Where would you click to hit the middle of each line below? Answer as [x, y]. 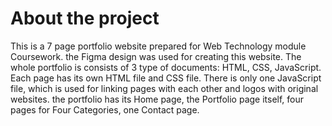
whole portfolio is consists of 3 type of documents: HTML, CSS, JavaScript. [166, 67]
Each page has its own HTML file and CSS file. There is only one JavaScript [166, 78]
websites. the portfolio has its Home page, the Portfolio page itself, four [157, 99]
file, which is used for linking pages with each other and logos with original [164, 88]
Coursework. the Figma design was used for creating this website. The [156, 56]
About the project [85, 18]
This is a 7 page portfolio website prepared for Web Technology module [158, 46]
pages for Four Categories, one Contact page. [105, 109]
